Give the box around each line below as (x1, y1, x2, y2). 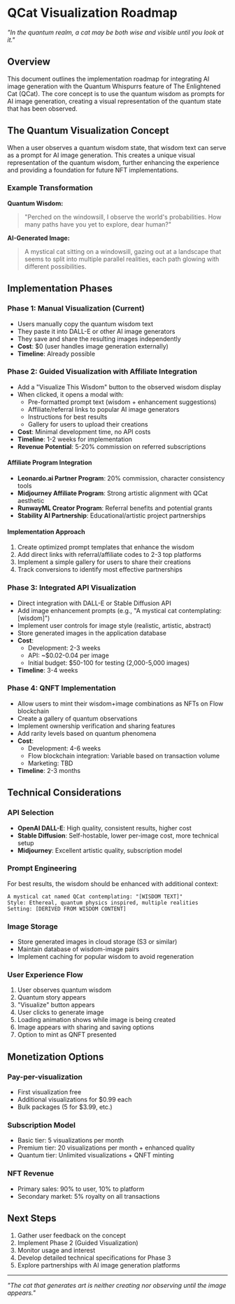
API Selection (7, 808, 55, 818)
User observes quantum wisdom (17, 986, 112, 994)
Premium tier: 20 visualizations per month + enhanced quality (17, 1143, 195, 1152)
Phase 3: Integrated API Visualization (7, 583, 136, 593)
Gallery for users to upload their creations (27, 419, 148, 429)
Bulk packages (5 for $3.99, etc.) (17, 1103, 113, 1111)
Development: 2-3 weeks (27, 643, 101, 652)
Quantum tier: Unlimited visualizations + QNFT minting (17, 1151, 175, 1160)
